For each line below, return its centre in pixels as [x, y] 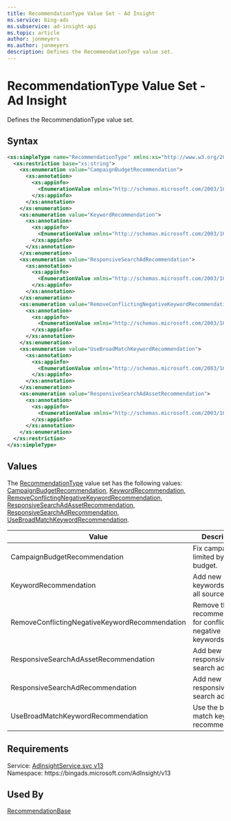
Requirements [38, 749]
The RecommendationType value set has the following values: [95, 483]
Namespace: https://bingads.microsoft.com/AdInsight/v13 [89, 773]
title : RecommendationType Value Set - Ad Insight [81, 13]
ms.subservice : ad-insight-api [52, 26]
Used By [25, 795]
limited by [208, 557]
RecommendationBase [39, 811]
